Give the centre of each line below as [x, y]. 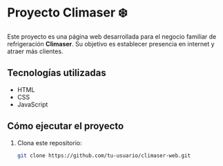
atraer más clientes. [35, 51]
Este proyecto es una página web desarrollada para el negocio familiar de [112, 36]
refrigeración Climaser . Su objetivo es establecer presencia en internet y [111, 44]
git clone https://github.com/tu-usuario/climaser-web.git [104, 156]
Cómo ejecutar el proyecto [66, 126]
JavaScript [32, 104]
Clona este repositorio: [49, 142]
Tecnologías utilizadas [57, 73]
